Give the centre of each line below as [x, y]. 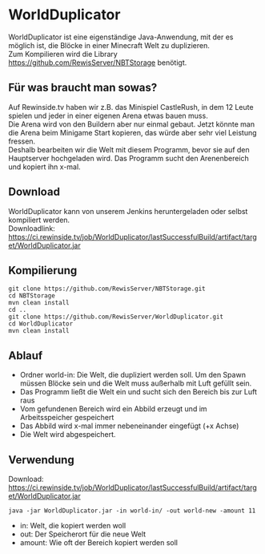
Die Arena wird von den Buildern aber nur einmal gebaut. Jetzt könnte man [131, 124]
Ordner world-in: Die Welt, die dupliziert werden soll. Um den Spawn [133, 375]
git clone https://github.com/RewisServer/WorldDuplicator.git [116, 317]
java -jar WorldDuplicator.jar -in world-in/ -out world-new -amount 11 [132, 511]
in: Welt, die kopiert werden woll [73, 526]
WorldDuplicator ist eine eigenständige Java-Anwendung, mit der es [121, 37]
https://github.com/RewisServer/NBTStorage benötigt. [98, 63]
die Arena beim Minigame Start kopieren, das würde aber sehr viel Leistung [133, 132]
